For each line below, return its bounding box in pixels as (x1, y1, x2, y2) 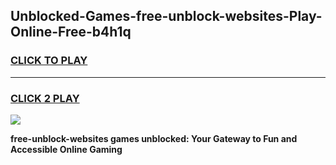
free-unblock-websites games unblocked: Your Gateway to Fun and (10, 132, 298, 144)
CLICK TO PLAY (10, 54, 88, 68)
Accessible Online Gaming (10, 143, 123, 155)
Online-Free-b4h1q (10, 24, 132, 41)
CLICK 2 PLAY (10, 91, 80, 105)
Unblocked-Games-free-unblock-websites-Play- (10, 8, 323, 25)
